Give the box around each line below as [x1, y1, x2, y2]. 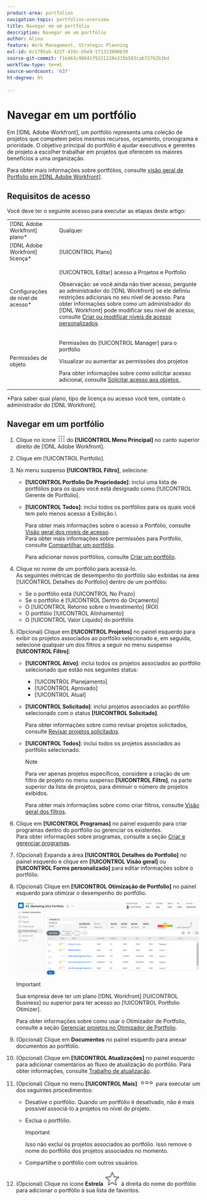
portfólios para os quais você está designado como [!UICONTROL [25, 485, 192, 492]
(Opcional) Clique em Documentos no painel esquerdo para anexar [15, 1035, 187, 1043]
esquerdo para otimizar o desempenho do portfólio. [15, 889, 147, 896]
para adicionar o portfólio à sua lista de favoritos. [15, 1186, 140, 1194]
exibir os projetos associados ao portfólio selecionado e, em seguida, [15, 634, 192, 641]
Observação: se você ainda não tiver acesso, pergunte [58, 281, 197, 288]
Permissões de [9, 354, 48, 362]
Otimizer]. [15, 1005, 42, 1013]
